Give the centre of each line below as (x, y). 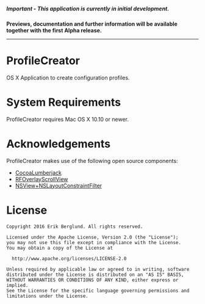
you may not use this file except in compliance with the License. (94, 242)
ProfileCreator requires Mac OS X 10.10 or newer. (68, 119)
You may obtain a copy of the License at (60, 248)
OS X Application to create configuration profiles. (68, 78)
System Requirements (63, 102)
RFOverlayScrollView (41, 179)
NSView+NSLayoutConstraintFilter (59, 186)
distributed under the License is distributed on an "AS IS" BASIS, (95, 275)
